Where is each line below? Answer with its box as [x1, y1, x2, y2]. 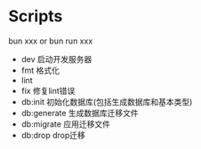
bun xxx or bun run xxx [8, 35, 93, 46]
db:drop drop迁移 [20, 129, 86, 140]
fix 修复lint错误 [20, 85, 76, 96]
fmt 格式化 [20, 65, 60, 75]
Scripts [8, 6, 63, 27]
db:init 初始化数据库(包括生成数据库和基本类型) [20, 96, 193, 107]
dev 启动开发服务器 [20, 53, 92, 64]
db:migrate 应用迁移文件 [20, 118, 110, 129]
